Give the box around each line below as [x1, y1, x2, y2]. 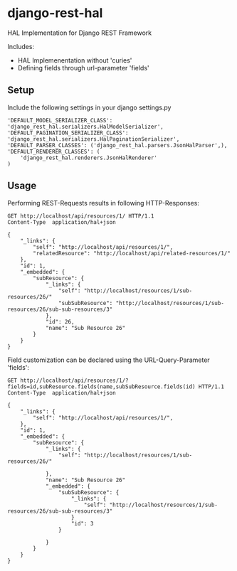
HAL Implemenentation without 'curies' [17, 55, 132, 65]
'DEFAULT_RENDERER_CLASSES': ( [7, 148, 100, 155]
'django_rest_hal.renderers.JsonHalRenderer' [20, 154, 158, 161]
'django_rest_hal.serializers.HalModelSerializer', [7, 123, 164, 130]
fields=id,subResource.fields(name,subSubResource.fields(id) [7, 383, 196, 390]
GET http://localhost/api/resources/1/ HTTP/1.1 [7, 212, 154, 220]
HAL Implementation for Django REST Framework [7, 28, 152, 37]
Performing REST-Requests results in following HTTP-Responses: [7, 198, 199, 207]
